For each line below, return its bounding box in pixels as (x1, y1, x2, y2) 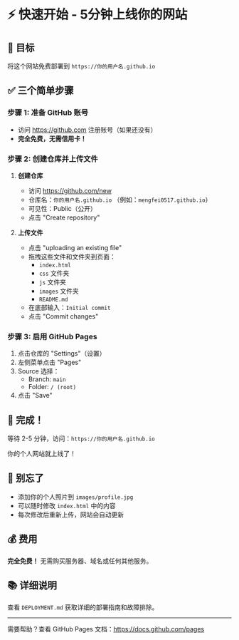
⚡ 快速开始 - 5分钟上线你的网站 (7, 6, 188, 23)
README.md (38, 296, 68, 303)
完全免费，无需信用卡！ (17, 134, 87, 143)
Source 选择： (17, 367, 60, 376)
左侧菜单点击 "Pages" (17, 358, 82, 367)
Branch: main (28, 375, 66, 383)
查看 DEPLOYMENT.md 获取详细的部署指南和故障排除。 (7, 603, 159, 611)
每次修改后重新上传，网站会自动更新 (17, 510, 124, 519)
